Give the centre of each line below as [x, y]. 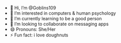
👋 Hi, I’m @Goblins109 [33, 8]
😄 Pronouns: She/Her [33, 29]
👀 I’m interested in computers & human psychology [63, 13]
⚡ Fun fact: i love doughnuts [39, 35]
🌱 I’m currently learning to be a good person [56, 18]
